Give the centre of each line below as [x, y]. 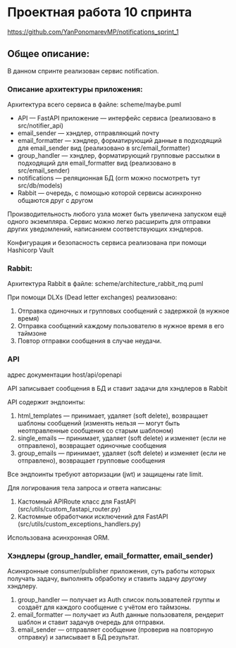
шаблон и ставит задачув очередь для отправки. [91, 622]
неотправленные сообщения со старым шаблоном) [95, 430]
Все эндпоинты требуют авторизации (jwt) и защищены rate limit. [105, 474]
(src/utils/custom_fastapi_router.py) [69, 509]
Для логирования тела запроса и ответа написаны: [85, 487]
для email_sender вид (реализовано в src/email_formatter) [104, 148]
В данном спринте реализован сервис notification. [83, 70]
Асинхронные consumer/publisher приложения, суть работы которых [111, 571]
